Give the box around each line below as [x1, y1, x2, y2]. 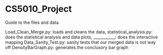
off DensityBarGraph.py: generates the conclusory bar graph [5, 44, 129, 50]
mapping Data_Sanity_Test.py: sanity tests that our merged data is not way [5, 39, 156, 45]
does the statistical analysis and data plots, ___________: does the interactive [5, 34, 158, 40]
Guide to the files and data [5, 19, 59, 25]
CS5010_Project [5, 3, 72, 15]
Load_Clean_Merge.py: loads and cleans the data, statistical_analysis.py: [5, 29, 153, 35]
